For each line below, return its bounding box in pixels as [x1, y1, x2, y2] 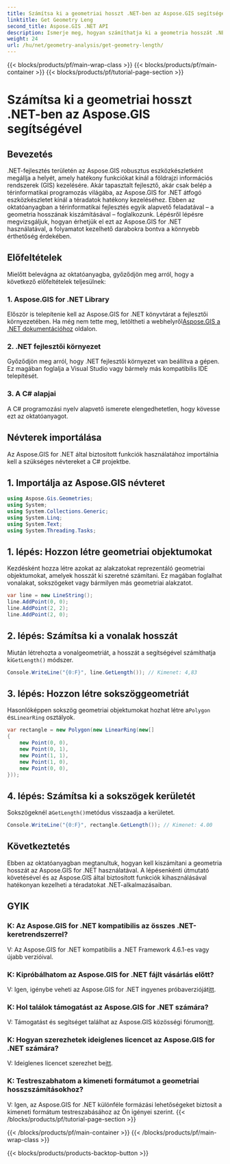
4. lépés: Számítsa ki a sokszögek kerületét [7, 790, 196, 802]
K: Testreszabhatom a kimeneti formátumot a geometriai [7, 1076, 200, 1086]
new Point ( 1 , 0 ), [19, 758, 69, 765]
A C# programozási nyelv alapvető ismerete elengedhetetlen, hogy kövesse [7, 404, 220, 413]
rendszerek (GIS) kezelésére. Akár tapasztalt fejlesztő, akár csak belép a [7, 181, 212, 189]
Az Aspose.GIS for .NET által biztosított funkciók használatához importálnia [7, 450, 219, 458]
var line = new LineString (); [7, 592, 94, 599]
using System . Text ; [7, 520, 63, 528]
